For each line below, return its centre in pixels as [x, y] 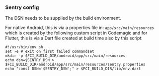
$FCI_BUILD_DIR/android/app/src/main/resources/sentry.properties [75, 65]
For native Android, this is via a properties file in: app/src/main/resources [80, 28]
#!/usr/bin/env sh [24, 47]
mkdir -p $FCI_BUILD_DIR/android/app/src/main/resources [65, 56]
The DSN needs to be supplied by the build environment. [63, 18]
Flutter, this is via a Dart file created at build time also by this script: [74, 38]
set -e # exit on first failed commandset [50, 52]
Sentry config [22, 7]
